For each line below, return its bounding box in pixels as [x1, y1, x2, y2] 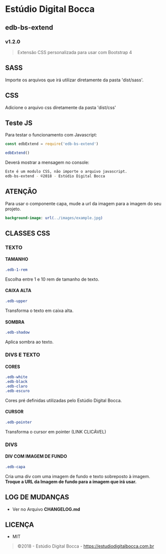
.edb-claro [5, 383, 28, 389]
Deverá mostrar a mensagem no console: [5, 160, 90, 166]
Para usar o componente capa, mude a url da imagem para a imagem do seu [5, 200, 162, 206]
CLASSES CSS [5, 229, 51, 238]
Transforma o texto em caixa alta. [5, 308, 74, 313]
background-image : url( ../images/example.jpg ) [5, 215, 103, 220]
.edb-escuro [5, 388, 30, 393]
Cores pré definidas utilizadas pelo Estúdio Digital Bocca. [5, 397, 122, 403]
